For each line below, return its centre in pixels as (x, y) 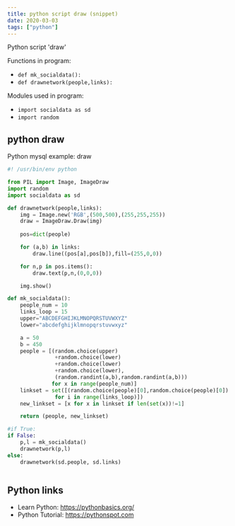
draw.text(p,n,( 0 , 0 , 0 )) (67, 273)
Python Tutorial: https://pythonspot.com (76, 515)
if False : (22, 436)
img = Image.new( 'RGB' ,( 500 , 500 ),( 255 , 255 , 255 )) (93, 215)
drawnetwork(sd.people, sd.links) (71, 462)
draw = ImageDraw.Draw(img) (61, 221)
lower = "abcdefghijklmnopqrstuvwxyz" (74, 325)
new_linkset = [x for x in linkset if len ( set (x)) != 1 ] (102, 404)
